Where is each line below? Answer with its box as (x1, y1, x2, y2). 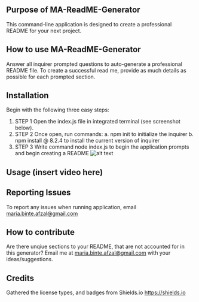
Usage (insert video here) (6, 167, 103, 177)
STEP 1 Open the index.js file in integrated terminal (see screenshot (14, 118, 181, 125)
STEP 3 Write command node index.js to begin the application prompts (14, 143, 189, 150)
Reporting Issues (6, 188, 71, 198)
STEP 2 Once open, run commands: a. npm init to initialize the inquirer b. (14, 131, 194, 138)
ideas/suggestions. (6, 256, 54, 263)
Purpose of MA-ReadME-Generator (6, 5, 140, 15)
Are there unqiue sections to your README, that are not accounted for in (6, 243, 185, 250)
